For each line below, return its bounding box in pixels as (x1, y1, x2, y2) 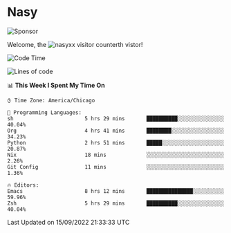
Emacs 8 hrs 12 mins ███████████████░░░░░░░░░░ (7, 187, 225, 194)
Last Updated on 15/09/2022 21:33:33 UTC (7, 218, 130, 226)
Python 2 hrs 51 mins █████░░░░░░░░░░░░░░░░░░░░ (7, 139, 225, 146)
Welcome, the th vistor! (7, 40, 143, 48)
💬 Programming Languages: (7, 109, 82, 116)
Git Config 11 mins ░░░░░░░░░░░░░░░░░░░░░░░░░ (7, 163, 225, 170)
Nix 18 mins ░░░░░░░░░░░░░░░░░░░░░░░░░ (7, 151, 225, 158)
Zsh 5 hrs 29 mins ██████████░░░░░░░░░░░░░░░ (7, 200, 225, 207)
